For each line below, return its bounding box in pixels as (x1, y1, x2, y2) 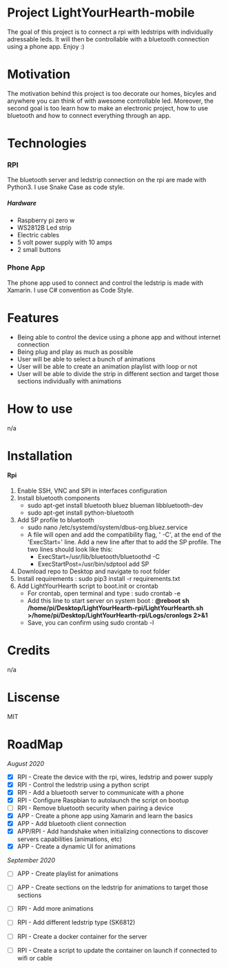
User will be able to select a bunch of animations (17, 355, 156, 363)
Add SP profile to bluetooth (17, 515, 94, 524)
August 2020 (7, 759, 45, 767)
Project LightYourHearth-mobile (7, 5, 195, 21)
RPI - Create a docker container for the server (17, 932, 147, 940)
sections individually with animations (17, 377, 122, 385)
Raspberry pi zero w (17, 216, 75, 225)
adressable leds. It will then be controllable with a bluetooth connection (7, 34, 209, 43)
